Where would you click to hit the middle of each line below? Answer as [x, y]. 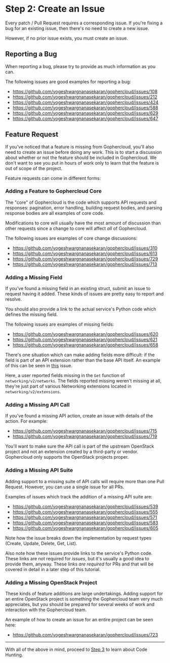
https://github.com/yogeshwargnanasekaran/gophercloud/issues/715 [85, 431]
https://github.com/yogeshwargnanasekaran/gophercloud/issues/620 [85, 334]
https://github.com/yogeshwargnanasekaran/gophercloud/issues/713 [85, 264]
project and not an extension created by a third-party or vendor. [72, 452]
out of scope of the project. [34, 168]
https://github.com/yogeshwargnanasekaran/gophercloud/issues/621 [85, 340]
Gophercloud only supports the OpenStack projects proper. [67, 457]
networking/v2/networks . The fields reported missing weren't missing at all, [83, 381]
